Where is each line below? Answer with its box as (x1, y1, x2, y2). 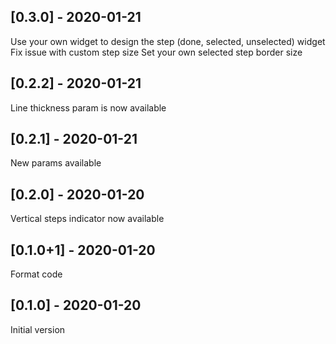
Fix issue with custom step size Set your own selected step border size (10, 46, 303, 58)
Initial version (10, 323, 66, 335)
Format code (10, 268, 63, 280)
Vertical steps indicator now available (10, 213, 165, 225)
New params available (10, 157, 102, 169)
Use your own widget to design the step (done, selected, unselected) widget (10, 35, 326, 47)
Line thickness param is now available (10, 101, 167, 114)
